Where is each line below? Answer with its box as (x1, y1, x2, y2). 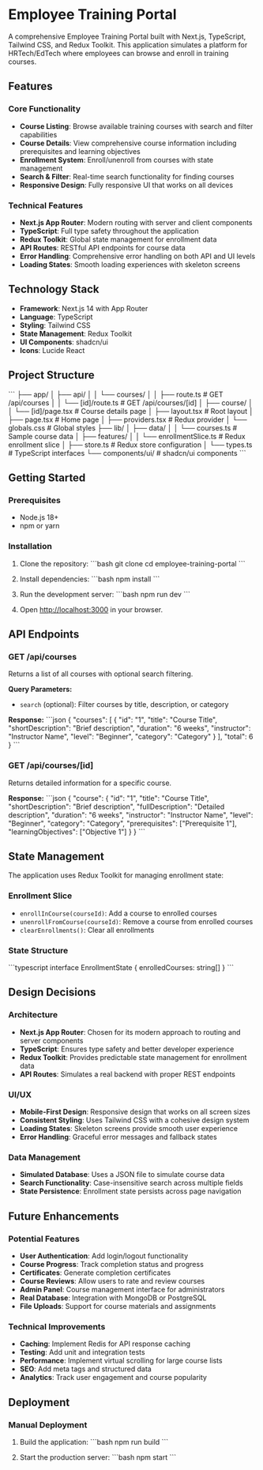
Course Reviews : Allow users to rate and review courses (19, 1276, 205, 1285)
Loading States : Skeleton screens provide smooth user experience (19, 1123, 239, 1133)
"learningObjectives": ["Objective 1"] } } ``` (8, 827, 146, 837)
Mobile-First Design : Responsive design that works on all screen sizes (19, 1107, 251, 1116)
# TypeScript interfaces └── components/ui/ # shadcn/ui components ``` (8, 448, 246, 457)
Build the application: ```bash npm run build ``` (19, 1437, 169, 1446)
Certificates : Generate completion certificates (19, 1268, 171, 1277)
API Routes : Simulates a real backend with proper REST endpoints (19, 1069, 235, 1079)
